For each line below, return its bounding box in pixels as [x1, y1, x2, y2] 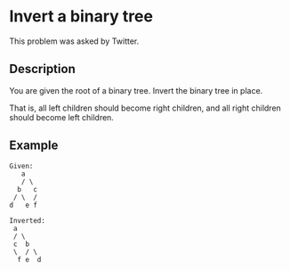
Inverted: [9, 216, 46, 225]
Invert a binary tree [9, 6, 154, 27]
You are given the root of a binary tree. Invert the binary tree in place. [9, 85, 263, 95]
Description [9, 62, 76, 77]
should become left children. [9, 111, 114, 122]
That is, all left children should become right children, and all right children [9, 103, 282, 113]
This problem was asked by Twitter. [9, 36, 140, 46]
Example [9, 138, 59, 153]
